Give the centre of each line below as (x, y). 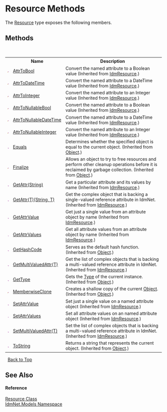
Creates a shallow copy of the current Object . (112, 289)
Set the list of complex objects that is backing (112, 325)
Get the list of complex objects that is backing (112, 259)
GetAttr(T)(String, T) (34, 200)
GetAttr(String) (28, 185)
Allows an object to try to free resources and (111, 159)
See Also (19, 375)
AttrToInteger (27, 95)
